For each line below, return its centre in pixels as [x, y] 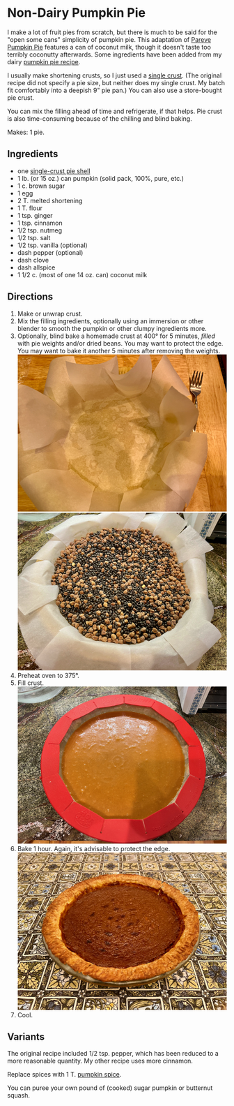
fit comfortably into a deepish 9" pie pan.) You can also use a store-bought [115, 90]
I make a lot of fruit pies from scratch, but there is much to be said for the [112, 32]
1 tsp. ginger [35, 215]
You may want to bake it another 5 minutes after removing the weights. [119, 351]
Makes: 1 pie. [26, 132]
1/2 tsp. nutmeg [40, 230]
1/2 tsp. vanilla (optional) [53, 245]
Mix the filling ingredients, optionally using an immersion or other [110, 321]
